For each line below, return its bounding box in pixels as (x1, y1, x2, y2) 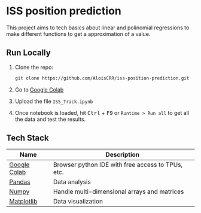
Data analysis (53, 178, 91, 186)
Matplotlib (9, 197, 38, 206)
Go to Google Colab (14, 86, 64, 93)
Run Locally (6, 48, 51, 58)
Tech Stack (6, 133, 49, 143)
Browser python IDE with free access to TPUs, (53, 160, 183, 169)
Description (105, 151, 140, 159)
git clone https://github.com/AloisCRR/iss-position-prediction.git (14, 75, 190, 81)
